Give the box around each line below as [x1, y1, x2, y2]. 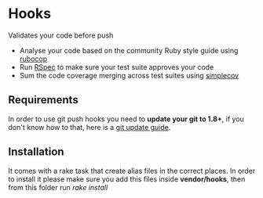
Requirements [8, 93, 79, 106]
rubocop [19, 54, 48, 63]
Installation [8, 146, 64, 159]
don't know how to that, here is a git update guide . [8, 122, 171, 131]
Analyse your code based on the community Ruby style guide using [19, 45, 239, 55]
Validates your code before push [8, 31, 114, 40]
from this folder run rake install [8, 182, 108, 192]
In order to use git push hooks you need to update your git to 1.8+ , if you [8, 114, 245, 124]
